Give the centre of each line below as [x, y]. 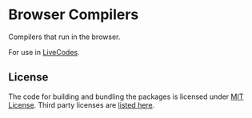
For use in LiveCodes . [44, 52]
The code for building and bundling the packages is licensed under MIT [126, 96]
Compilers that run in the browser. [64, 37]
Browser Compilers [74, 15]
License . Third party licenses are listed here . [82, 104]
